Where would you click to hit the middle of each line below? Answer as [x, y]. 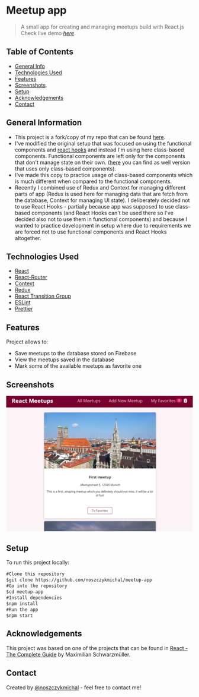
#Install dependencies [34, 598]
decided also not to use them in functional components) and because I [101, 219]
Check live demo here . [48, 33]
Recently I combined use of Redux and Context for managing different [100, 187]
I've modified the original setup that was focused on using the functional [103, 143]
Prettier [24, 309]
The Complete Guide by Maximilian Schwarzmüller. [68, 654]
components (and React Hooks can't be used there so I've [102, 213]
